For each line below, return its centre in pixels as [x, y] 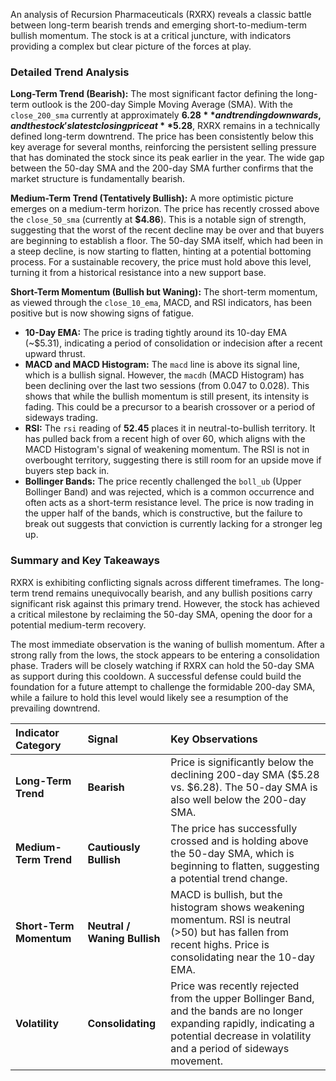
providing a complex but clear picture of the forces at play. [131, 46]
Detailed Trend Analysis [70, 72]
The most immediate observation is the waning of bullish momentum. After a [167, 644]
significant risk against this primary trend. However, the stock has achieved [165, 603]
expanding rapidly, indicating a [242, 1023]
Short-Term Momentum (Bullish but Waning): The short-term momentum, [164, 292]
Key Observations [214, 739]
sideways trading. [61, 418]
